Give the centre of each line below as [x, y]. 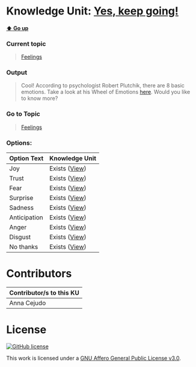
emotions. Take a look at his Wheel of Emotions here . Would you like [106, 92]
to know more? [39, 98]
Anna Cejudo [28, 303]
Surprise [21, 198]
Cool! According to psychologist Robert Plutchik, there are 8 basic [103, 86]
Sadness [22, 207]
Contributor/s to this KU [44, 292]
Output [17, 72]
